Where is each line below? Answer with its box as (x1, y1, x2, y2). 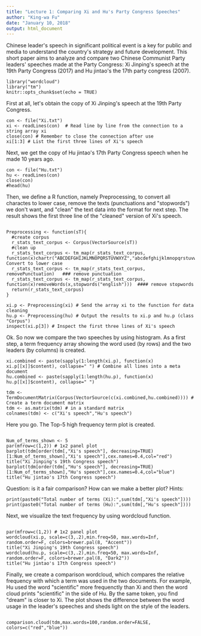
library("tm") (6, 84, 42, 90)
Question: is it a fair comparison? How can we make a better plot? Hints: (6, 485, 184, 492)
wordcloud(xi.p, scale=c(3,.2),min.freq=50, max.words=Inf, (6, 534, 160, 540)
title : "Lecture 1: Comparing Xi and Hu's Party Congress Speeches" (6, 8, 181, 15)
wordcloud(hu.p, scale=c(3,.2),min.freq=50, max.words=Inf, (6, 550, 160, 556)
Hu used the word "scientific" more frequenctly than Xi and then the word (6, 584, 188, 591)
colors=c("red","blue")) (6, 625, 68, 631)
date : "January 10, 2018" (6, 20, 71, 26)
